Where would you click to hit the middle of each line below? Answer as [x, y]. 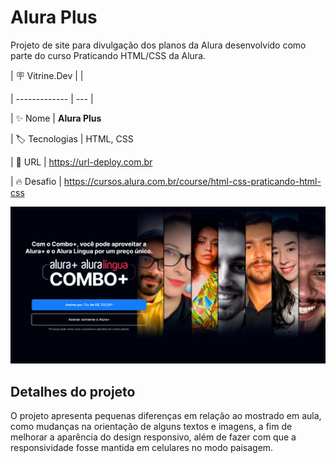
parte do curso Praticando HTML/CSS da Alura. [108, 55]
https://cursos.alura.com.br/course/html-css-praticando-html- [192, 181]
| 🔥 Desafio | [36, 181]
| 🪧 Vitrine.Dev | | [47, 75]
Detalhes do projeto [73, 391]
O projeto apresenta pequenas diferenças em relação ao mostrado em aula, [166, 416]
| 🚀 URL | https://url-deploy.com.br [81, 162]
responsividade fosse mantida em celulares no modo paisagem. [142, 448]
